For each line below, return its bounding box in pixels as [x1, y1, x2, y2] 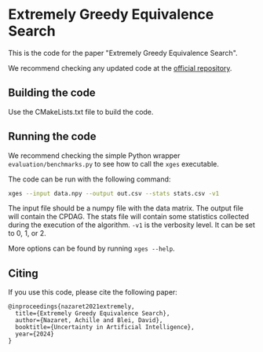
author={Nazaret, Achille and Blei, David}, [15, 317, 163, 324]
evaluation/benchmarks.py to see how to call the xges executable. [8, 159, 220, 168]
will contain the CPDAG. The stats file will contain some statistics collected [8, 212, 250, 222]
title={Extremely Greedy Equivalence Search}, [15, 310, 170, 317]
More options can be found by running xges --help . [8, 244, 175, 253]
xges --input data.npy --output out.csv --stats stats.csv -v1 [8, 189, 220, 197]
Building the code [8, 86, 96, 100]
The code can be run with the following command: [8, 174, 171, 184]
